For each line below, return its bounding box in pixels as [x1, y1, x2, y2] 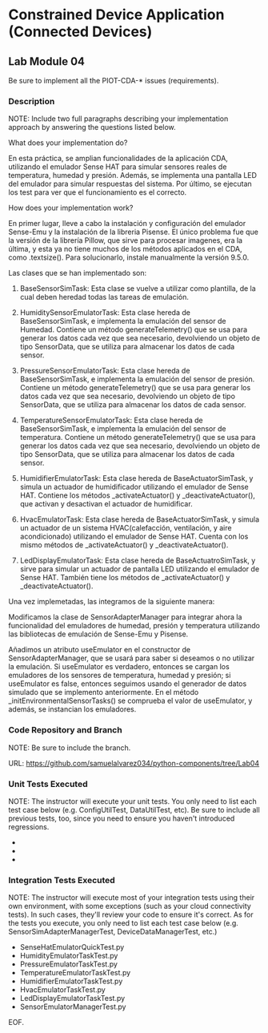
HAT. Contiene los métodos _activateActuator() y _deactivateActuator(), [19, 490, 256, 500]
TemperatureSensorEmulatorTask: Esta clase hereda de [19, 415, 203, 426]
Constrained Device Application [8, 6, 225, 24]
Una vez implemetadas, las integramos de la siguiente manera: [8, 597, 215, 607]
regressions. [8, 821, 50, 831]
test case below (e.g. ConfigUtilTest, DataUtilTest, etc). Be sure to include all [8, 805, 260, 814]
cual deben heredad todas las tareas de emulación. [19, 293, 190, 302]
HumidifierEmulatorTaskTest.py [19, 976, 123, 987]
